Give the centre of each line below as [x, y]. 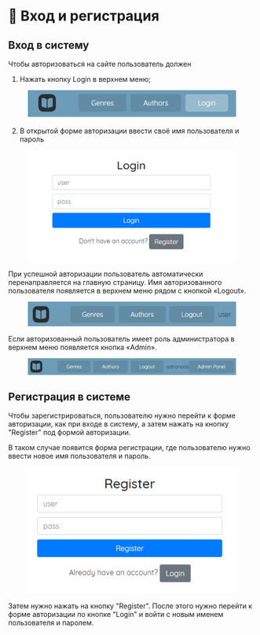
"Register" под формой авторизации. [70, 433]
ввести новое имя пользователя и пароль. [79, 456]
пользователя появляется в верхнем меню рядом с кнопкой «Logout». [127, 291]
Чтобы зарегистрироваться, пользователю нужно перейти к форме [122, 415]
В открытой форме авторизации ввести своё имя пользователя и [129, 131]
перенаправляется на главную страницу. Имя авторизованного [115, 282]
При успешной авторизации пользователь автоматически [106, 274]
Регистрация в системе [70, 397]
